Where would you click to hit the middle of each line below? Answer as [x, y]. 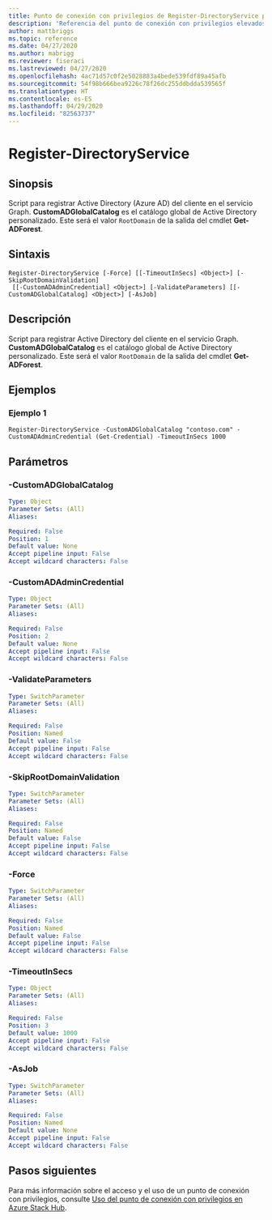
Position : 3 [28, 1026]
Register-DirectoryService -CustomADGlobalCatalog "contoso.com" [121, 430]
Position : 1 [28, 539]
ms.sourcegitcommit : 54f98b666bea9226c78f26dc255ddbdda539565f [117, 83]
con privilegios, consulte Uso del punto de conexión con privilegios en [125, 1199]
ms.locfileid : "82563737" [52, 114]
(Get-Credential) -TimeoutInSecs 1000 [161, 437]
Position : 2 [28, 636]
